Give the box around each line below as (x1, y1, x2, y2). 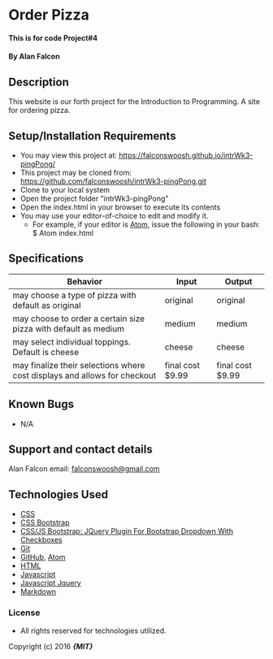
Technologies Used (8, 488, 108, 501)
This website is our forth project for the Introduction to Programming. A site (8, 97, 260, 106)
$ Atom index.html (32, 228, 94, 237)
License (8, 607, 41, 618)
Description (8, 75, 69, 89)
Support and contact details (8, 443, 153, 457)
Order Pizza (8, 6, 89, 24)
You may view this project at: (19, 150, 118, 160)
